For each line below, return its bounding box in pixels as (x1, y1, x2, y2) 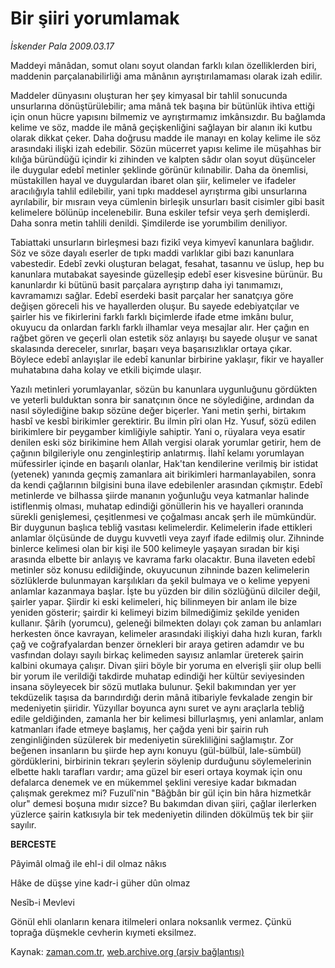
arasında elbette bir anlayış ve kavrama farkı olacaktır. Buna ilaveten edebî (10, 553, 316, 565)
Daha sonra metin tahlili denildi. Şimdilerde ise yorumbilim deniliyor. (10, 217, 288, 229)
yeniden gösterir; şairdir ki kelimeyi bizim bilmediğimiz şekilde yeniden (10, 606, 300, 618)
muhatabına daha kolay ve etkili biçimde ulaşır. (10, 363, 202, 376)
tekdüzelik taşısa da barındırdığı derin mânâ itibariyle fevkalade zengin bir (10, 691, 313, 703)
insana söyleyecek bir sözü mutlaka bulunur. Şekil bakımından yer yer (10, 680, 297, 692)
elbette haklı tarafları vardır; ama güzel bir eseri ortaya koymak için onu (10, 765, 303, 777)
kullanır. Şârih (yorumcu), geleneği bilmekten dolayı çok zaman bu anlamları (10, 617, 322, 629)
